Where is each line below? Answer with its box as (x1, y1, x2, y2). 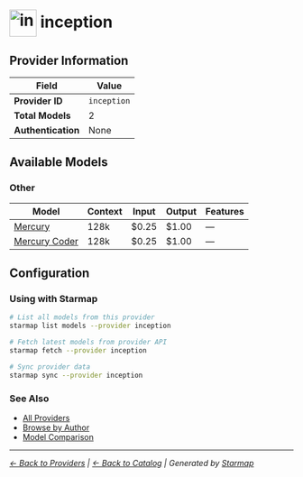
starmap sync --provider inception (9, 371, 143, 380)
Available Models (9, 154, 108, 170)
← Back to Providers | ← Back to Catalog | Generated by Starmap (9, 457, 254, 468)
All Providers (22, 412, 70, 423)
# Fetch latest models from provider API (9, 338, 168, 347)
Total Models (14, 109, 71, 122)
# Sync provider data (9, 362, 91, 372)
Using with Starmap (9, 293, 98, 305)
